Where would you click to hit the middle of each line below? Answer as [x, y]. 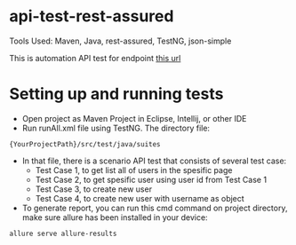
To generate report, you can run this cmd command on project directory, [155, 208]
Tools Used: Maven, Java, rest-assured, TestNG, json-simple [120, 41]
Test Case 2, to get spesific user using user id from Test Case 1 [151, 179]
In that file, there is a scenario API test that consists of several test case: [154, 161]
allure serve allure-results [63, 233]
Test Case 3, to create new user [94, 189]
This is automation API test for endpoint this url [95, 58]
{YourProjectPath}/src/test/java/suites [85, 144]
